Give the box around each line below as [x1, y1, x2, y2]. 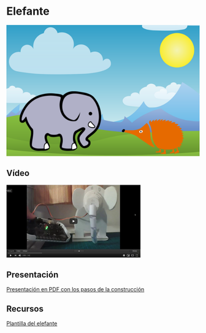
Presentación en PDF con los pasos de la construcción [6, 286, 145, 293]
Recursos [6, 304, 44, 314]
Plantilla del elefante [6, 320, 58, 327]
